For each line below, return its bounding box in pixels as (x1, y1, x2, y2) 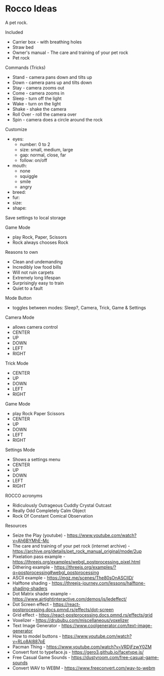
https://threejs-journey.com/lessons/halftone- (52, 580, 146, 586)
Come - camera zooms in (12, 90, 65, 96)
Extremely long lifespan (12, 274, 61, 280)
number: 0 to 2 (19, 141, 51, 147)
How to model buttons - (12, 633, 61, 639)
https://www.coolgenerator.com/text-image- (61, 623, 153, 629)
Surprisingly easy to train (12, 280, 64, 286)
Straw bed (12, 44, 34, 50)
